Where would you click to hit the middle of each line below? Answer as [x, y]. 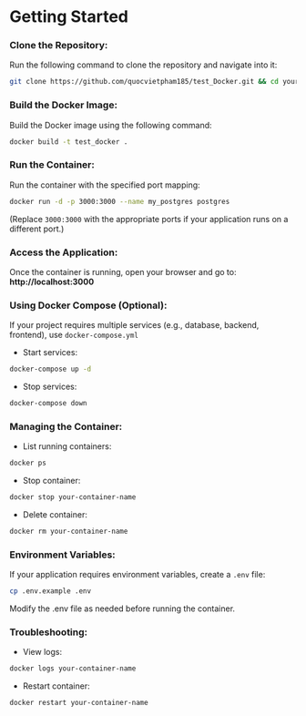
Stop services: [50, 387]
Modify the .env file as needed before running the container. [122, 609]
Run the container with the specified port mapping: [105, 185]
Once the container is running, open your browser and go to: [123, 272]
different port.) [37, 229]
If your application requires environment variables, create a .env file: [138, 575]
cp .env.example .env [51, 591]
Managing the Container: [66, 426]
